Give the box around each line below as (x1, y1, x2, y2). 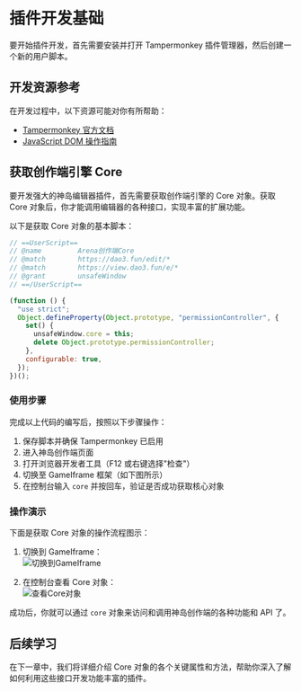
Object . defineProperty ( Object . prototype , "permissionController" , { (17, 313, 279, 322)
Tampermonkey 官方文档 (22, 124, 115, 135)
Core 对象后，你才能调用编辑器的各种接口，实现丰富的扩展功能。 (9, 201, 250, 212)
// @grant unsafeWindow (9, 271, 127, 281)
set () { (25, 321, 54, 331)
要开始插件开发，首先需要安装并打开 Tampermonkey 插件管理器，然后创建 (9, 40, 285, 50)
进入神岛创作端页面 (22, 447, 94, 457)
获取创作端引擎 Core (9, 164, 123, 180)
